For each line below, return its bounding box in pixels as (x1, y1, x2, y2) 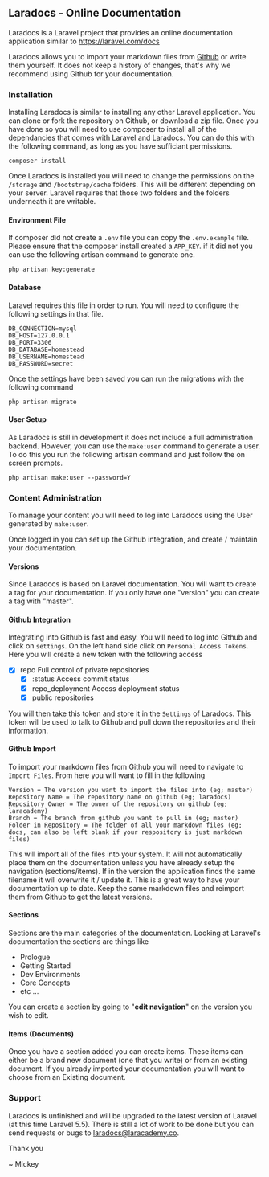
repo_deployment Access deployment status (31, 683, 180, 693)
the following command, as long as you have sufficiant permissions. (8, 141, 233, 151)
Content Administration (8, 492, 102, 503)
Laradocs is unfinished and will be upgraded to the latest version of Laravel (8, 1110, 258, 1120)
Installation (8, 88, 54, 100)
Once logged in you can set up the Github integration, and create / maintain (8, 534, 258, 545)
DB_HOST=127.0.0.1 (8, 331, 70, 340)
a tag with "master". (8, 596, 74, 606)
